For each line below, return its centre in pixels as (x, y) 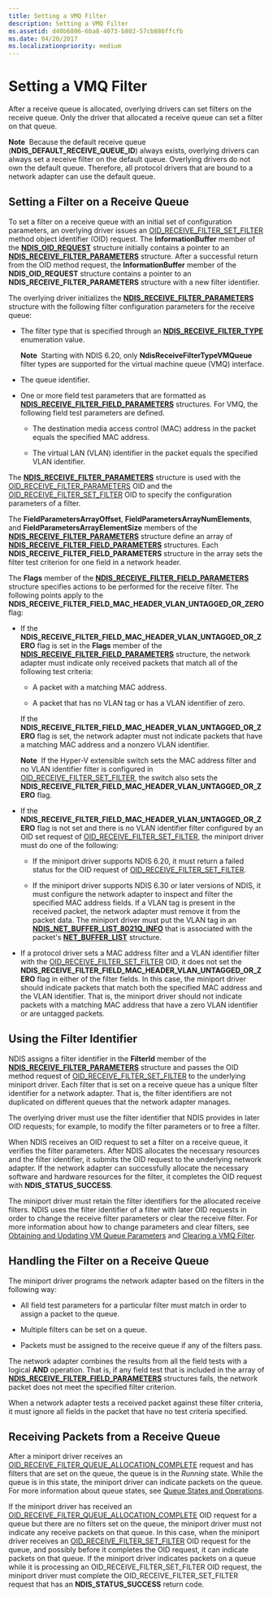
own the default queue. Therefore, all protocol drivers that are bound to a (131, 168)
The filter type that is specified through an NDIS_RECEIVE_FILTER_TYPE (142, 331)
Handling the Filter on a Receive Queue (109, 1261)
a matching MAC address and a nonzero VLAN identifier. (115, 744)
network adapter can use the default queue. (82, 176)
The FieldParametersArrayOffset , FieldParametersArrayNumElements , (130, 519)
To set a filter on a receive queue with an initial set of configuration (120, 221)
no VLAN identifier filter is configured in (87, 768)
